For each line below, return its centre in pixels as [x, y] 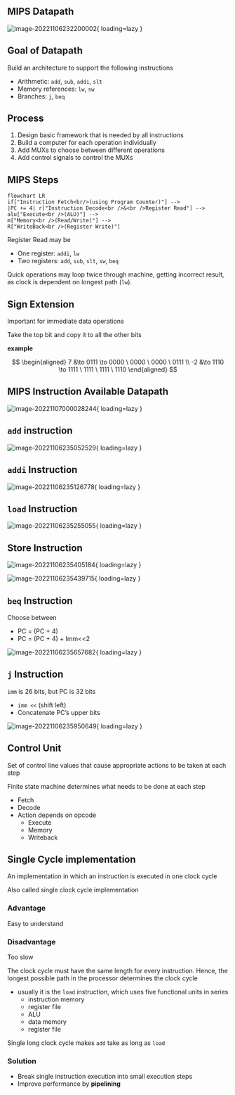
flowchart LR [26, 196]
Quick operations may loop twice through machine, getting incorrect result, [116, 274]
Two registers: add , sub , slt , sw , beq [68, 261]
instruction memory [56, 999]
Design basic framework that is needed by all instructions [100, 135]
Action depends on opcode [57, 815]
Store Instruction [45, 548]
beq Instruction [40, 601]
